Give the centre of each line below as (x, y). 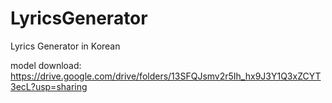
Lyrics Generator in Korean (65, 46)
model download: (46, 65)
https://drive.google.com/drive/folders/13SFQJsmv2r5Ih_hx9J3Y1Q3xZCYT (166, 76)
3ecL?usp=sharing (49, 86)
